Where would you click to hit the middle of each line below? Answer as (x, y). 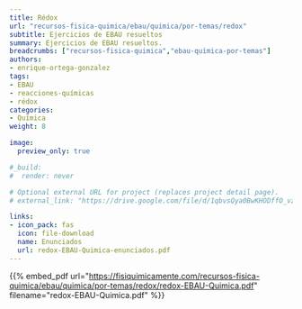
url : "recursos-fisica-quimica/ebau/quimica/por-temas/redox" (128, 26)
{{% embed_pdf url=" (49, 276)
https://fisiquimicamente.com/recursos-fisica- (174, 276)
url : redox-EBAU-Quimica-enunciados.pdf (94, 250)
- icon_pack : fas (42, 225)
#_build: (26, 168)
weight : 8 (28, 127)
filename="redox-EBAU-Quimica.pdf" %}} (87, 295)
